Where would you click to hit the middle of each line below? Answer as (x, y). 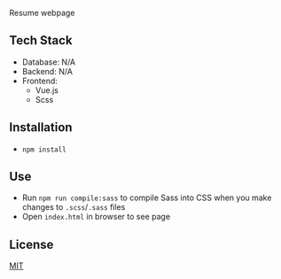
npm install (44, 150)
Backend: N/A (47, 71)
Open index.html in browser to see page (96, 217)
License (31, 244)
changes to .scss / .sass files (74, 207)
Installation (41, 128)
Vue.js (47, 90)
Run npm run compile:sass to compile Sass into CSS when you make (147, 198)
